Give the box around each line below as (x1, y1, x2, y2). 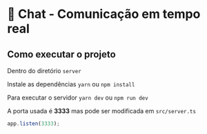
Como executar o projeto (7, 48, 116, 60)
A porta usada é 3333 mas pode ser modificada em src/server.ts (7, 107, 197, 115)
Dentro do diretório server (7, 67, 81, 75)
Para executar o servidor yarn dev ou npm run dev (7, 93, 148, 102)
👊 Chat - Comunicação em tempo (7, 6, 201, 22)
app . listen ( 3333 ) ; (7, 120, 60, 127)
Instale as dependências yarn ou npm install (7, 80, 135, 88)
